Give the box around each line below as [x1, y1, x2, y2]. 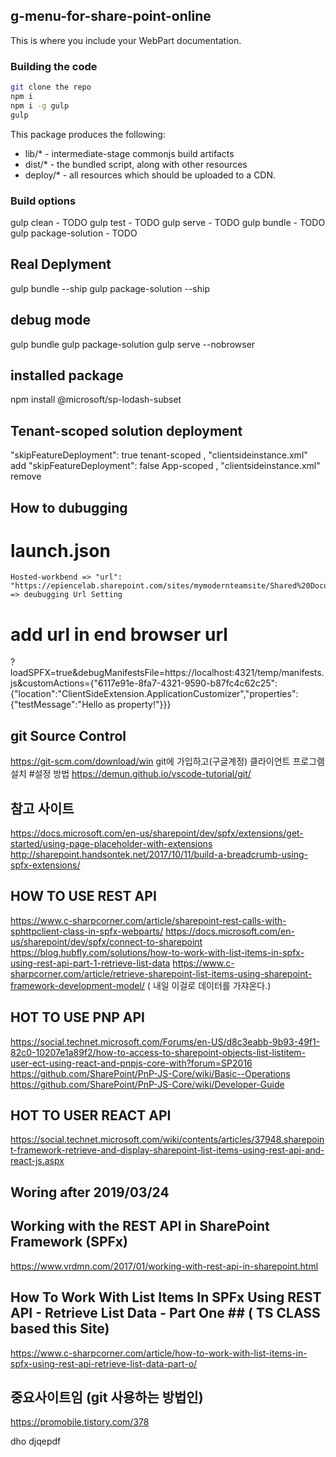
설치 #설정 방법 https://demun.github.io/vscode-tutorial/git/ [10, 768, 252, 780]
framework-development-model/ [10, 979, 145, 991]
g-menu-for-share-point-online [10, 8, 212, 25]
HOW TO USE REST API [10, 888, 157, 905]
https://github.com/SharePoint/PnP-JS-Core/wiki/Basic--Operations [10, 1067, 291, 1079]
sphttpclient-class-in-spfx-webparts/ [10, 925, 164, 937]
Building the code [10, 59, 98, 73]
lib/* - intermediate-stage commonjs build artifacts [24, 147, 235, 159]
